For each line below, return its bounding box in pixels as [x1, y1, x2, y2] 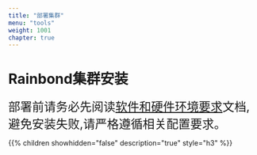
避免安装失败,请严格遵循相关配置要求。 [8, 116, 226, 132]
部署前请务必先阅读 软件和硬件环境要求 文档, [8, 100, 250, 115]
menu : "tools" [8, 19, 56, 27]
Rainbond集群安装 [8, 70, 128, 88]
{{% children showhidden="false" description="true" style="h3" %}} [8, 138, 233, 148]
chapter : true [8, 33, 56, 42]
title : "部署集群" [8, 11, 65, 20]
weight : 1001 [8, 26, 52, 34]
